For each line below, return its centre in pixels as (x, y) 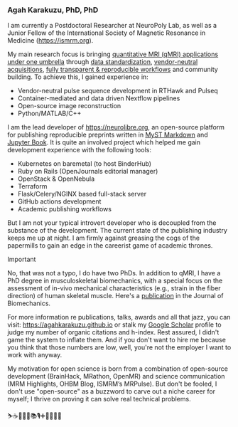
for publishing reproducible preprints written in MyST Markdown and (108, 135)
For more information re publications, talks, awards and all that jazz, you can (119, 317)
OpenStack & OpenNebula (56, 179)
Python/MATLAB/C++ (49, 114)
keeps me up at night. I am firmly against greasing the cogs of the (104, 238)
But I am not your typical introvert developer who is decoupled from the (112, 223)
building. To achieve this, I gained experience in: (78, 77)
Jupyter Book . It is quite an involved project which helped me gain (104, 142)
